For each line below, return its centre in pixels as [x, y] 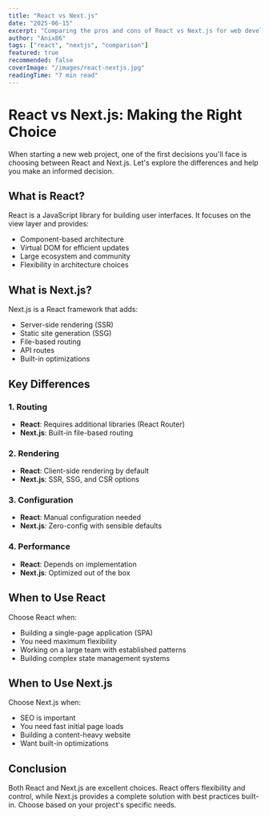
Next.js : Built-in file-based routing [76, 432]
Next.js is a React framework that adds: [73, 310]
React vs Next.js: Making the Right [125, 115]
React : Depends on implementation [78, 564]
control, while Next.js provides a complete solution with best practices [124, 796]
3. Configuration [41, 500]
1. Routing [28, 406]
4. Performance [39, 547]
